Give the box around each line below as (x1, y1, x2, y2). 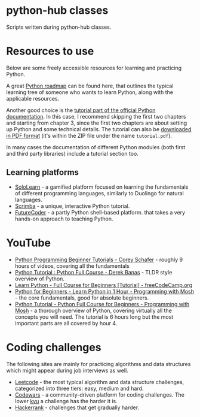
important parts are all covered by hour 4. (14, 319, 118, 327)
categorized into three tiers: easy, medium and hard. (14, 385, 144, 392)
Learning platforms (6, 167, 79, 177)
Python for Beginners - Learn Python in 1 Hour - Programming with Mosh (14, 288, 194, 295)
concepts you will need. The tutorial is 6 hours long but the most (14, 313, 174, 321)
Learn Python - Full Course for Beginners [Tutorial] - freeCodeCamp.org (14, 281, 193, 288)
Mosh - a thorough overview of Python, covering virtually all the (14, 307, 172, 314)
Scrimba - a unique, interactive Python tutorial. (14, 202, 130, 210)
